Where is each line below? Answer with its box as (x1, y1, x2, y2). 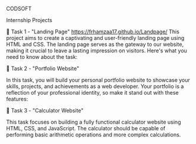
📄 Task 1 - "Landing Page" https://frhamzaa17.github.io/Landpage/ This (6, 28, 180, 35)
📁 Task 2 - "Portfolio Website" (6, 65, 80, 72)
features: (6, 95, 29, 102)
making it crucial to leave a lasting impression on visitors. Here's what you (6, 47, 187, 54)
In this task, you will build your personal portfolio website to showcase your (6, 77, 190, 83)
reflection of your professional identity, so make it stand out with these (6, 89, 179, 96)
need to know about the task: (6, 54, 78, 60)
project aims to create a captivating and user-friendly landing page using (6, 35, 185, 41)
